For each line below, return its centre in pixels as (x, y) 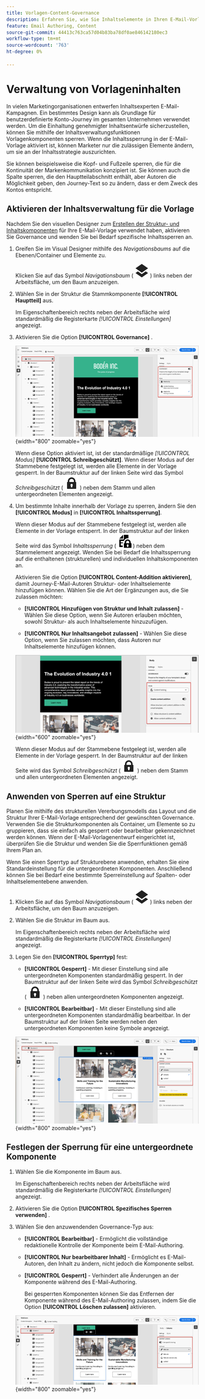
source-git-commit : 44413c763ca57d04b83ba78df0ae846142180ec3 (87, 32)
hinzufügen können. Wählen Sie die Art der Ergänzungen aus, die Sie (102, 590)
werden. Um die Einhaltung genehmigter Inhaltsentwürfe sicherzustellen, (98, 126)
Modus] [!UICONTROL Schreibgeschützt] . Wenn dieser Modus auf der (105, 460)
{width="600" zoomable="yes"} (56, 737)
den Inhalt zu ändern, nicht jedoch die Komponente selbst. (121, 1263)
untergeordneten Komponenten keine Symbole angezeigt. (97, 1028)
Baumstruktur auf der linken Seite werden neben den (91, 1022)
